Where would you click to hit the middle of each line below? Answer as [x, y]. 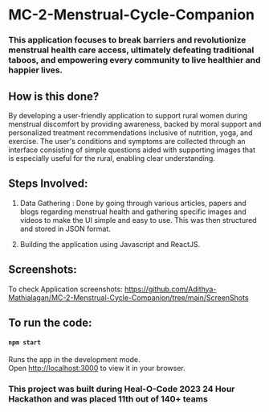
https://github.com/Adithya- [170, 289]
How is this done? [54, 96]
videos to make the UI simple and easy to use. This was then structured [138, 220]
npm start [25, 342]
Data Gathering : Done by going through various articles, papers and [133, 203]
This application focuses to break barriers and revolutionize [127, 40]
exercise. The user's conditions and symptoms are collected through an [127, 141]
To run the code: [50, 322]
